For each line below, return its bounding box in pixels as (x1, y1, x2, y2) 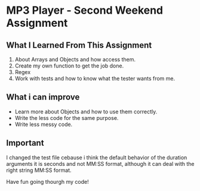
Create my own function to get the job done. (14, 62, 124, 69)
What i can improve (6, 92, 80, 102)
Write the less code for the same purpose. (14, 114, 119, 121)
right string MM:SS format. (6, 167, 72, 174)
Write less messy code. (14, 121, 73, 128)
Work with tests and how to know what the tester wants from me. (14, 75, 176, 82)
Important (6, 138, 44, 148)
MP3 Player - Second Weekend (6, 4, 163, 17)
